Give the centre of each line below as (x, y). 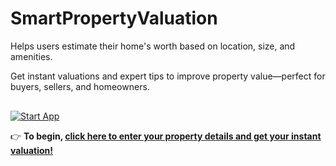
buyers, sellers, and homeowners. (80, 86)
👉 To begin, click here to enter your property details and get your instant (166, 136)
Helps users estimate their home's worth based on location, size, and (153, 46)
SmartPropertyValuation (114, 18)
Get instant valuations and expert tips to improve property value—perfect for (168, 76)
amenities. (31, 56)
